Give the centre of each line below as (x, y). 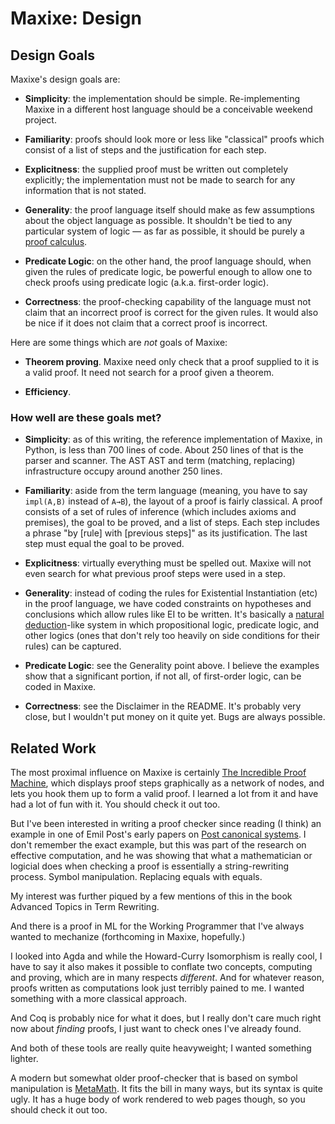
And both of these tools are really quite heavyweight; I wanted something (161, 1048)
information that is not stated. (85, 190)
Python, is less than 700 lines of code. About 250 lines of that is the (164, 450)
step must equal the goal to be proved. (104, 544)
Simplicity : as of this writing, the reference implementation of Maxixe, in (173, 439)
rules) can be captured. (73, 646)
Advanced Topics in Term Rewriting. (85, 907)
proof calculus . (56, 241)
